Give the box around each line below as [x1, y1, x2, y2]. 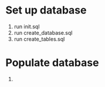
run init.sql [13, 23, 40, 30]
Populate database [5, 56, 99, 69]
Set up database [5, 4, 87, 17]
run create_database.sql [13, 29, 73, 36]
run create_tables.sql [13, 35, 65, 42]
